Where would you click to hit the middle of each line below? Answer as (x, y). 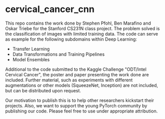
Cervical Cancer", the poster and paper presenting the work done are (77, 74)
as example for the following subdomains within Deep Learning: (71, 39)
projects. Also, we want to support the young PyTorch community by (76, 105)
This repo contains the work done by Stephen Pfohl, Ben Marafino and (78, 23)
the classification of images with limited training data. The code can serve (82, 34)
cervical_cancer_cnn (50, 9)
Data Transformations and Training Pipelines (58, 54)
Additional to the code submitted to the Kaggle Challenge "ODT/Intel (76, 69)
